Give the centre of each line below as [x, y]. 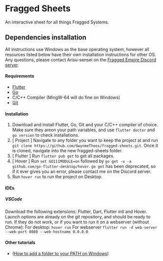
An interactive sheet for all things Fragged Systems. [57, 22]
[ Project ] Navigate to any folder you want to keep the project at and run [85, 141]
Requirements [20, 76]
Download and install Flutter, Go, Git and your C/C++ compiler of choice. [85, 125]
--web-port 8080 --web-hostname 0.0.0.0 [47, 232]
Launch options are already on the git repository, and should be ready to [78, 216]
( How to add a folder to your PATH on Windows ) [60, 253]
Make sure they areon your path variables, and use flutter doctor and [83, 130]
